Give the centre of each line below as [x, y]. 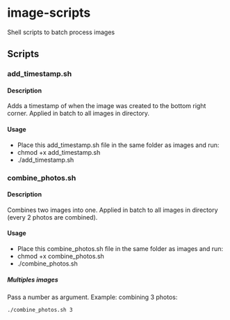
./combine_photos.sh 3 [40, 310]
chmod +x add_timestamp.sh [59, 152]
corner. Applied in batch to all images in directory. [79, 114]
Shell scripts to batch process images [61, 32]
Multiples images [33, 280]
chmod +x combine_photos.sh [60, 256]
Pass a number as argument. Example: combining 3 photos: [92, 297]
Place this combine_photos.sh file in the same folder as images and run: [120, 248]
